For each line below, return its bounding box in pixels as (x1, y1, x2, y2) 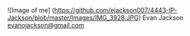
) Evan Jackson (138, 13, 184, 22)
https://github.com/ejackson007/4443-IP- (54, 6, 177, 14)
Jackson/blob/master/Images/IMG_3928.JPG (7, 13, 139, 22)
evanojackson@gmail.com (7, 21, 84, 29)
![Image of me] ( (7, 6, 55, 14)
